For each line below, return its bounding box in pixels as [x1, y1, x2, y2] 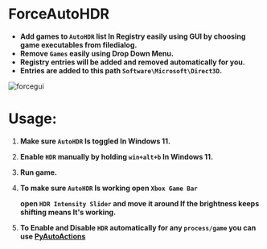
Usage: [8, 110, 58, 128]
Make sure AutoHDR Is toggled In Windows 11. [19, 136, 171, 146]
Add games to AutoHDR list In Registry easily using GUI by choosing [19, 31, 246, 41]
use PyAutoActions [19, 231, 86, 241]
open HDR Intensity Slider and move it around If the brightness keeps [19, 198, 260, 208]
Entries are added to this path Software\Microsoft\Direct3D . [19, 65, 223, 75]
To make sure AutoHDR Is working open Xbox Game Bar [19, 183, 199, 193]
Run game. [19, 167, 58, 177]
